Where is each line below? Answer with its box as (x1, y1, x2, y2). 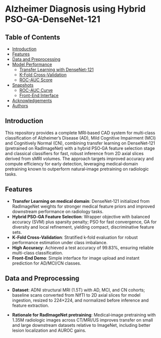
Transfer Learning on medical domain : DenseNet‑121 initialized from (12, 198, 150, 204)
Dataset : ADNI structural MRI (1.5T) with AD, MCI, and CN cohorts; (12, 287, 145, 293)
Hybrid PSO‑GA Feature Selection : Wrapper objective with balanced (12, 213, 150, 219)
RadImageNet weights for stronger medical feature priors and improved (12, 203, 155, 209)
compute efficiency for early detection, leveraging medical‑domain (5, 160, 138, 166)
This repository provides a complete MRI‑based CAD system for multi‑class (5, 130, 155, 136)
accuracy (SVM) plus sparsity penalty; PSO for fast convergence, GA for (12, 219, 157, 225)
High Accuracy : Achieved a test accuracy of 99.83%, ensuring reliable (12, 245, 154, 250)
